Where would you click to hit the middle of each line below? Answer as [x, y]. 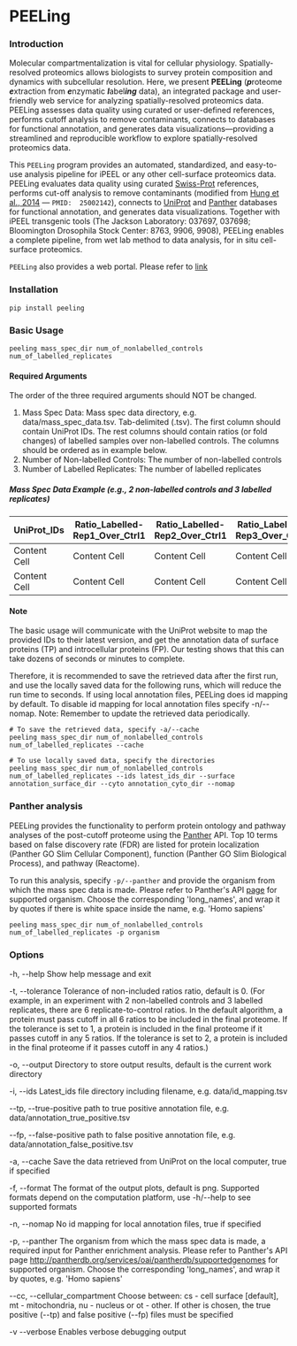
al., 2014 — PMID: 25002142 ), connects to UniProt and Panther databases [143, 203]
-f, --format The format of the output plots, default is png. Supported [134, 1188]
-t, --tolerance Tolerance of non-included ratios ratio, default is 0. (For [137, 991]
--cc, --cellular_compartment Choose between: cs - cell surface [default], [144, 1296]
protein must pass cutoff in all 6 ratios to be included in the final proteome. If [148, 1019]
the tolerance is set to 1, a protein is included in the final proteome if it [136, 1029]
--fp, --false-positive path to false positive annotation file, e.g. [122, 1135]
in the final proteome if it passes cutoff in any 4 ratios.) [109, 1048]
